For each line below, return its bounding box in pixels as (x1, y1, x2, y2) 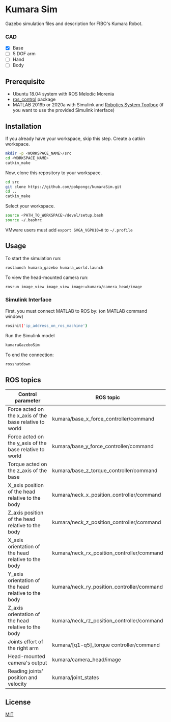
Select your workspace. (5, 203, 55, 209)
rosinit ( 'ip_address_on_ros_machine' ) (5, 323, 88, 328)
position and (8, 674, 38, 681)
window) (5, 313, 24, 319)
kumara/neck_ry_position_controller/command (52, 584, 163, 591)
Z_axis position (8, 509, 44, 517)
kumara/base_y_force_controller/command (52, 443, 154, 450)
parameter (14, 397, 41, 404)
